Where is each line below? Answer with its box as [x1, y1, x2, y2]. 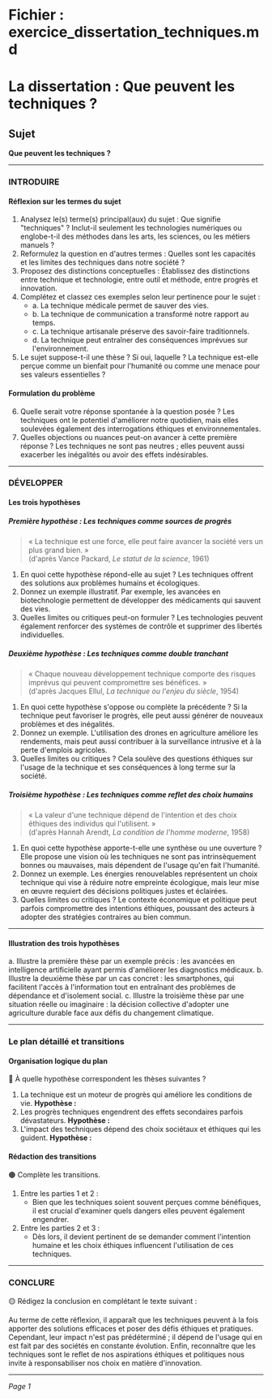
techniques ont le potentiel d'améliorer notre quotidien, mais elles [19, 415, 239, 425]
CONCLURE [8, 1277, 55, 1289]
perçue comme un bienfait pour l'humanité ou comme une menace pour [19, 361, 261, 371]
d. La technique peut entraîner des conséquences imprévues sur [32, 335, 249, 345]
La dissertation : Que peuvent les [8, 77, 236, 96]
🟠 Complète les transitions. [8, 1170, 101, 1180]
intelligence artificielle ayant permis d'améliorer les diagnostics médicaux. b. [8, 965, 264, 975]
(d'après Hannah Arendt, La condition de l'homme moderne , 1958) [28, 827, 250, 837]
